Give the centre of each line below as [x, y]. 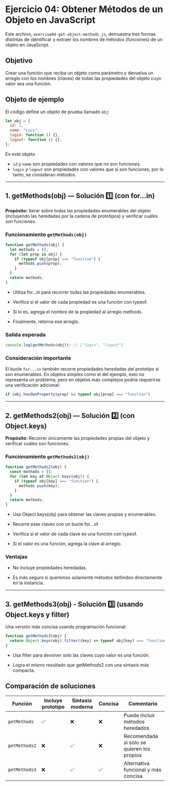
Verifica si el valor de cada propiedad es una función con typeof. [80, 302]
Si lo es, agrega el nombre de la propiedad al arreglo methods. [78, 311]
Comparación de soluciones [51, 686]
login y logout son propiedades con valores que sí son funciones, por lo [88, 169]
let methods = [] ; [29, 249]
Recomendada [141, 736]
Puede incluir [139, 715]
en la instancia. [28, 583]
